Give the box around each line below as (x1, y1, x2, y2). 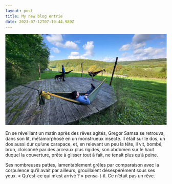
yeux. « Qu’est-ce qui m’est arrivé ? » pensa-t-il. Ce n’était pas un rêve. (5, 172, 155, 179)
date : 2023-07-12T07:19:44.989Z (5, 19, 74, 24)
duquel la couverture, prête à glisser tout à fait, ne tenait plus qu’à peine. (5, 152, 159, 158)
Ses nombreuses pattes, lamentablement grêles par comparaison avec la (5, 161, 160, 168)
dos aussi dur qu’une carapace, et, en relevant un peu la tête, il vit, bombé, (5, 141, 163, 147)
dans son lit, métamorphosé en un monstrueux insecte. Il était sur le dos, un (5, 135, 165, 141)
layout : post (5, 8, 33, 13)
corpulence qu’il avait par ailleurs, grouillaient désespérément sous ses (5, 167, 156, 173)
